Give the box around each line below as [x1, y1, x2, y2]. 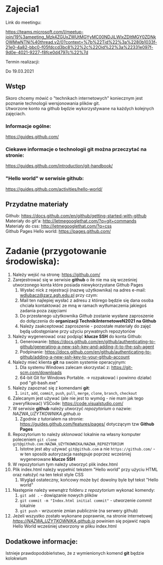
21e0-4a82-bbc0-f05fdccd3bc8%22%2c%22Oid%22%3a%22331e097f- [5, 44, 153, 50]
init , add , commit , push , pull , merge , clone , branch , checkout [19, 390, 137, 396]
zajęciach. [5, 111, 26, 116]
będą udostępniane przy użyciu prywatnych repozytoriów [19, 328, 135, 334]
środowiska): [5, 256, 60, 267]
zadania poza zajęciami [19, 308, 67, 314]
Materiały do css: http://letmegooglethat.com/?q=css [5, 223, 112, 229]
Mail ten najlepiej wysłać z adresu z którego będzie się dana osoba [19, 297, 154, 304]
